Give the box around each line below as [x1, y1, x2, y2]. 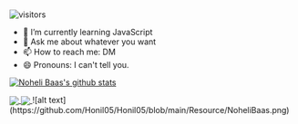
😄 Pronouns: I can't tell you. [22, 59, 129, 70]
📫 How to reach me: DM [22, 46, 117, 57]
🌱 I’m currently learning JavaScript [22, 26, 153, 37]
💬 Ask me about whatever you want [22, 36, 157, 47]
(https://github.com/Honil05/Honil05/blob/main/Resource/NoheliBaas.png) [9, 105, 290, 116]
